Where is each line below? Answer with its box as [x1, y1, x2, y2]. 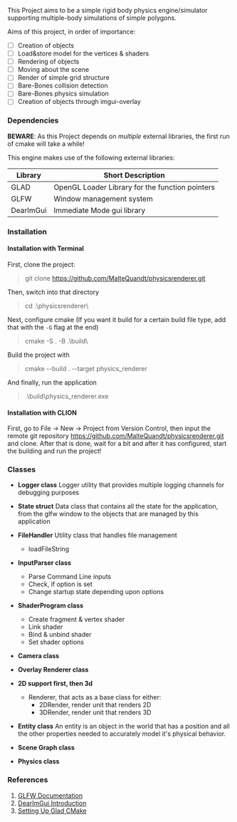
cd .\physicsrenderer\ [24, 301, 89, 310]
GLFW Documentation [17, 791, 83, 800]
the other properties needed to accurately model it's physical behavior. [17, 729, 226, 738]
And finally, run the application [7, 378, 98, 387]
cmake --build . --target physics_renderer [24, 364, 148, 373]
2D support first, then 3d [17, 680, 93, 688]
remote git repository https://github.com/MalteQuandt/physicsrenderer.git [7, 432, 224, 440]
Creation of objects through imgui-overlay [17, 98, 141, 106]
